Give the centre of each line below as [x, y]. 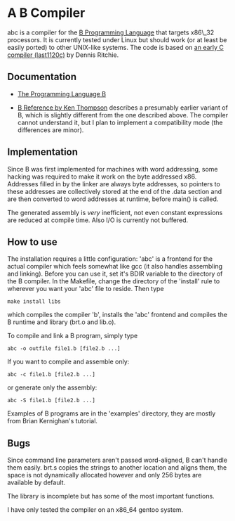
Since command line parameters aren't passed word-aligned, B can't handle [117, 460]
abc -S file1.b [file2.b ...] [52, 401]
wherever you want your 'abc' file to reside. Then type [86, 289]
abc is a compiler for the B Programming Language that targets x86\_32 [111, 32]
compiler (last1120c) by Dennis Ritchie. [63, 55]
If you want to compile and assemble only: [68, 362]
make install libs [34, 302]
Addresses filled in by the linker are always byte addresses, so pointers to [114, 184]
